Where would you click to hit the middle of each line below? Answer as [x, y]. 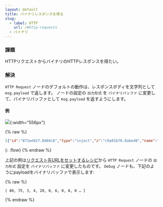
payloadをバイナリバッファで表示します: [54, 172]
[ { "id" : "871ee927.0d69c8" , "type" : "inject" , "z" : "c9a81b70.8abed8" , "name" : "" [83, 141]
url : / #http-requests [35, 28]
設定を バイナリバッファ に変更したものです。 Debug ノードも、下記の [83, 166]
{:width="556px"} [27, 122]
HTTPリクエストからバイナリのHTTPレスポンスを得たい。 [63, 62]
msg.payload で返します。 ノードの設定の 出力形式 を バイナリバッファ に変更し [80, 93]
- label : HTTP [24, 23]
